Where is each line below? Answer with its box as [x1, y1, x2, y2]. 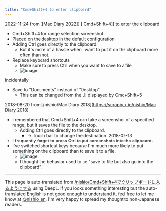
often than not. [19, 52, 50, 58]
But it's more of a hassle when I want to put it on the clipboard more [19, 46, 158, 52]
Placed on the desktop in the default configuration [12, 36, 115, 42]
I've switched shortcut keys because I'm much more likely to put [12, 142, 144, 149]
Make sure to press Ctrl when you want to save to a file [19, 62, 132, 68]
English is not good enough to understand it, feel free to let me [26, 191, 154, 197]
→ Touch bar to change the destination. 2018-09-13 [27, 132, 132, 138]
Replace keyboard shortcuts [12, 57, 70, 63]
